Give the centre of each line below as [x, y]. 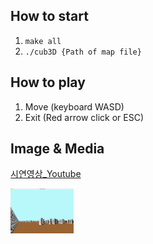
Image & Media [57, 149]
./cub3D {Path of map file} [83, 52]
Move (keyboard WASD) [74, 106]
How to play [48, 82]
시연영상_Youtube [46, 174]
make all [43, 41]
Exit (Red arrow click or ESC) [84, 117]
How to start [49, 16]
